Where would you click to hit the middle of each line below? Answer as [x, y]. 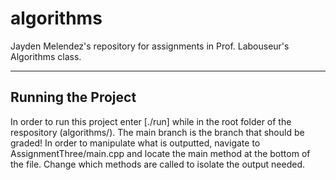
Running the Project [73, 97]
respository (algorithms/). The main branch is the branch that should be [157, 132]
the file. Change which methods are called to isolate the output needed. [158, 164]
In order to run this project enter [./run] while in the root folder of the [151, 121]
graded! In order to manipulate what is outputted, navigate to [135, 143]
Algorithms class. [46, 56]
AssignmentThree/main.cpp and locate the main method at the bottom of [160, 153]
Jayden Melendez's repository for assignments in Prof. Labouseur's [150, 46]
